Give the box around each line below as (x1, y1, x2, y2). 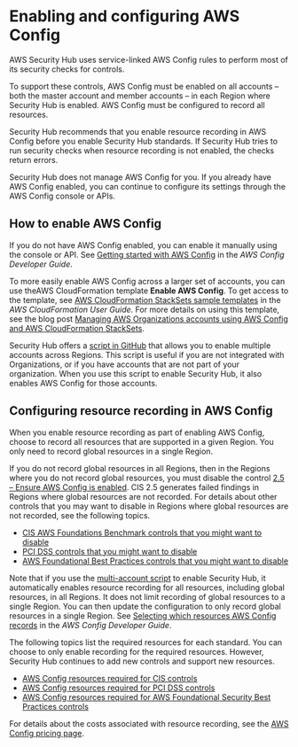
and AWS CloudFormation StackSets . (9, 323, 145, 333)
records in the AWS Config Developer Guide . (9, 619, 172, 630)
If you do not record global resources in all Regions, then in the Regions (9, 463, 271, 473)
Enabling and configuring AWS (9, 6, 240, 27)
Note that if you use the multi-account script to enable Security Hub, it (9, 572, 266, 583)
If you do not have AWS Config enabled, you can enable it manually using (9, 239, 278, 250)
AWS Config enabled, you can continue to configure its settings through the (9, 181, 286, 191)
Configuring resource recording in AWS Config (9, 403, 273, 418)
